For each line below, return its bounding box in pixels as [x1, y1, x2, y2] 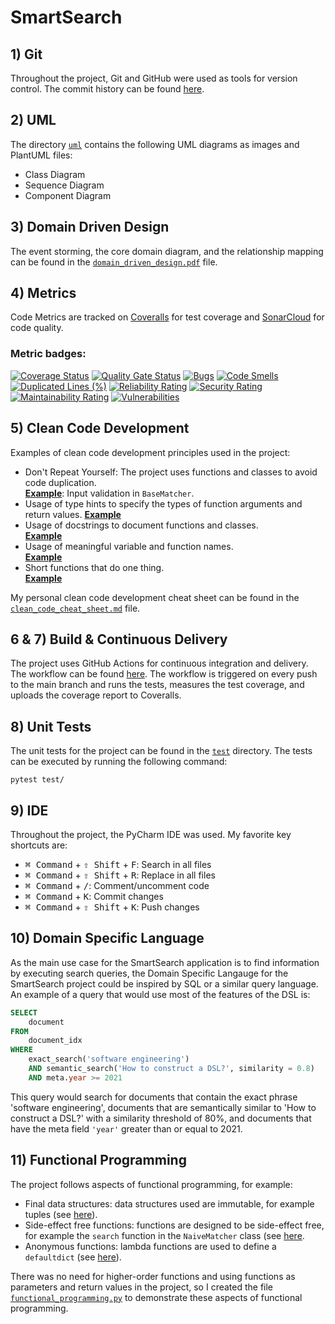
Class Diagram [24, 168, 86, 180]
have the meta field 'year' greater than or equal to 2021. [10, 1122, 243, 1135]
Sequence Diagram [24, 179, 105, 191]
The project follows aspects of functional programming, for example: [10, 1178, 293, 1190]
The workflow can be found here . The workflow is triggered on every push [10, 668, 318, 680]
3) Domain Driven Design [10, 219, 170, 236]
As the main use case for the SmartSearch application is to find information [10, 956, 320, 968]
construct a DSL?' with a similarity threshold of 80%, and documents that [10, 1112, 312, 1124]
